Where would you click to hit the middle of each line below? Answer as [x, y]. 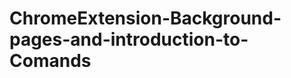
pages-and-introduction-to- [129, 39]
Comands [50, 61]
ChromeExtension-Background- [145, 18]
